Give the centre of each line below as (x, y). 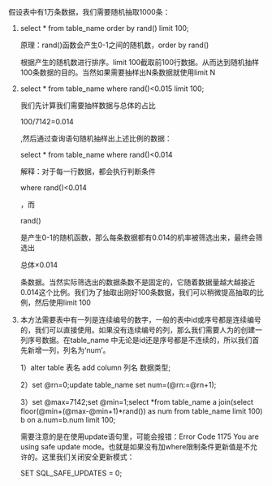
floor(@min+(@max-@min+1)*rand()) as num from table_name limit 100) (141, 411)
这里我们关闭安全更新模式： (88, 457)
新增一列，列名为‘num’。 (69, 350)
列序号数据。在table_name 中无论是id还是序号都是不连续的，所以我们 (136, 340)
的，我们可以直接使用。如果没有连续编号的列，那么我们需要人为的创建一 (141, 330)
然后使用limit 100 (63, 302)
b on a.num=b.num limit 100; (68, 420)
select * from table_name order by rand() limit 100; (104, 28)
